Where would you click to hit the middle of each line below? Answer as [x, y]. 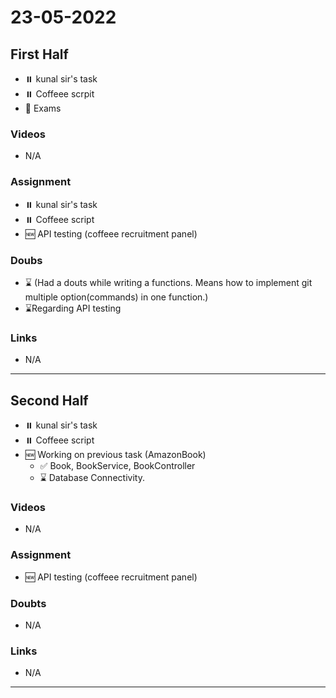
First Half [39, 54]
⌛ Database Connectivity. [92, 477]
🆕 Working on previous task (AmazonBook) [115, 454]
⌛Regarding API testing [73, 308]
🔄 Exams [43, 108]
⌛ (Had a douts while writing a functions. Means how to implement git [168, 282]
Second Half [49, 400]
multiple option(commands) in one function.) [116, 297]
